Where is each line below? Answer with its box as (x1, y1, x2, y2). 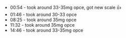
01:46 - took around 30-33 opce (10, 12, 77, 17)
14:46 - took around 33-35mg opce (10, 27, 84, 33)
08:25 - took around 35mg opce (10, 17, 77, 23)
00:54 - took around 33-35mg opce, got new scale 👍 (10, 4, 121, 10)
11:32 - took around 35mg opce (10, 22, 75, 28)
